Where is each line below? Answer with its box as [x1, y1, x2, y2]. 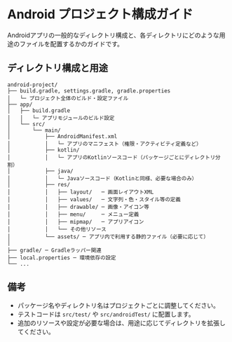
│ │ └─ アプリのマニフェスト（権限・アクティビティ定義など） [7, 140, 202, 147]
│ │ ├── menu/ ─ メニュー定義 [7, 211, 139, 218]
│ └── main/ [7, 127, 61, 134]
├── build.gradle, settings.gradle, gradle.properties [7, 87, 171, 95]
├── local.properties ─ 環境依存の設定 [7, 254, 116, 261]
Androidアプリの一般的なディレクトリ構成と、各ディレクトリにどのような [7, 31, 219, 39]
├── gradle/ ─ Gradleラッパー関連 [7, 247, 102, 254]
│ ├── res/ [7, 181, 71, 188]
